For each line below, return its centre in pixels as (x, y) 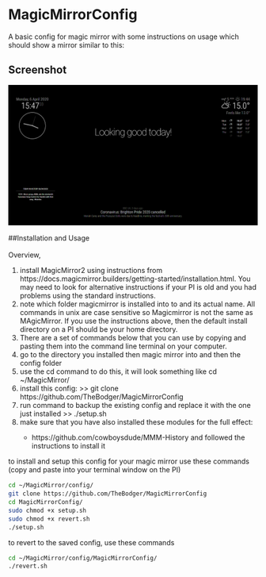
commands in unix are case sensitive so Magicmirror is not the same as (136, 313)
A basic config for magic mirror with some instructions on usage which (123, 37)
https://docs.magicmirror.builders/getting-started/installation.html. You (135, 279)
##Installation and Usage (49, 238)
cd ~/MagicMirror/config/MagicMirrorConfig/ (83, 558)
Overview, (25, 255)
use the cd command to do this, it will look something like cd (118, 371)
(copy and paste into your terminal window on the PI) (95, 470)
